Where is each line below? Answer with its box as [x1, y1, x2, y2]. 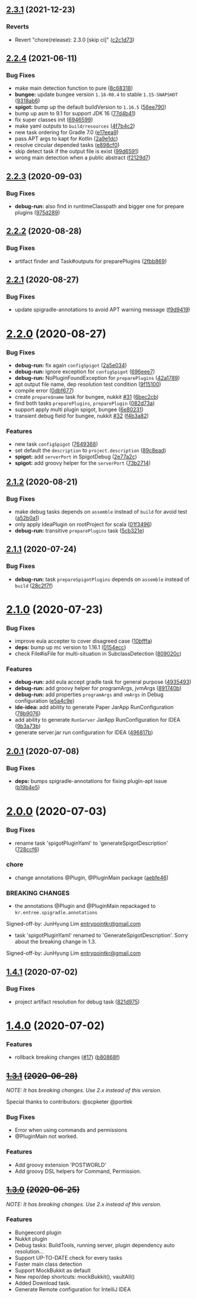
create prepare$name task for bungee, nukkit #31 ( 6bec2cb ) [14, 393, 159, 400]
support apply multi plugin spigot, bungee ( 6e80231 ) [14, 405, 144, 413]
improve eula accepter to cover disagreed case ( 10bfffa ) [14, 637, 152, 644]
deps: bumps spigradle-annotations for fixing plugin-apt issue [14, 778, 167, 785]
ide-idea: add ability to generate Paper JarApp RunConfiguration [14, 704, 174, 711]
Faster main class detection [14, 1260, 82, 1267]
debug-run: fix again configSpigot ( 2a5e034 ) [14, 361, 128, 369]
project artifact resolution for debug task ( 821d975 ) [14, 998, 140, 1005]
